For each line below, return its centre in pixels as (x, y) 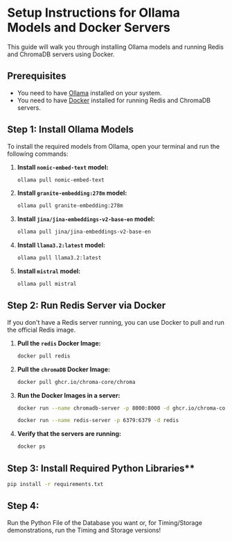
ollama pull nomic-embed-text (61, 180)
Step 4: (23, 506)
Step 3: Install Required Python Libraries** (101, 468)
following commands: (38, 154)
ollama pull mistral (47, 284)
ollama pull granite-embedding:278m (70, 206)
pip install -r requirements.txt (55, 484)
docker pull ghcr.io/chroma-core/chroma (76, 382)
